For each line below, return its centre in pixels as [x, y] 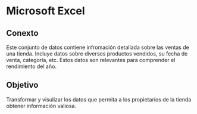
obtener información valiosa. [41, 106]
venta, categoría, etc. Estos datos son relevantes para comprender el [91, 60]
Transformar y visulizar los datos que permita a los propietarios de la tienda [99, 99]
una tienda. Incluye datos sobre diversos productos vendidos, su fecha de [97, 54]
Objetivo [22, 85]
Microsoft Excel [46, 11]
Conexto [22, 33]
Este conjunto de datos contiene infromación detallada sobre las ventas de [98, 47]
